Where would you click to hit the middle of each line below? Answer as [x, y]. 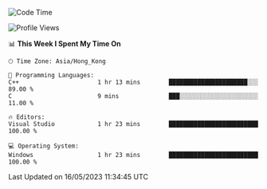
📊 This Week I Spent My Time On [65, 43]
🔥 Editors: [27, 117]
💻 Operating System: [44, 146]
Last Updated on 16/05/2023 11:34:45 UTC [79, 177]
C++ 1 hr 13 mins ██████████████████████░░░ [133, 82]
